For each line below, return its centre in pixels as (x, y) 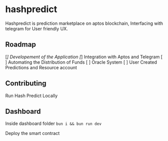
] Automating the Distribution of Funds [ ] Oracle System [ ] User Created (81, 62)
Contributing (26, 84)
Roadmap (21, 45)
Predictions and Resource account (41, 67)
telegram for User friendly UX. (37, 28)
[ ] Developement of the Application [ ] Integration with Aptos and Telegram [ (84, 57)
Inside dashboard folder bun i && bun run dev (53, 124)
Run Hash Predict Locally (32, 96)
